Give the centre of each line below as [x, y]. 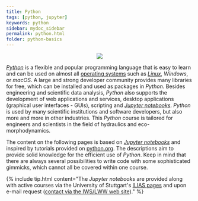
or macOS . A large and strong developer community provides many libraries [99, 80]
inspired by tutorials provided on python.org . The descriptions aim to [90, 148]
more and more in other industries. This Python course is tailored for [90, 118]
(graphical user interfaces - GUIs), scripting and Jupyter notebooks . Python [98, 105]
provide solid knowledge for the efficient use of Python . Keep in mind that [96, 155]
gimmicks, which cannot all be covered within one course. [77, 167]
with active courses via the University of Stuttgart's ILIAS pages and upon [96, 185]
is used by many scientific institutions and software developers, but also [94, 112]
